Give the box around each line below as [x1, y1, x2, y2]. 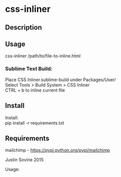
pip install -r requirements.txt [5, 120, 64, 126]
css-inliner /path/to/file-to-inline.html [5, 53, 81, 59]
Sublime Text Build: [5, 65, 53, 72]
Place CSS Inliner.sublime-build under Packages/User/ [5, 77, 116, 83]
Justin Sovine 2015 [5, 157, 43, 163]
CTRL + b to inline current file [5, 87, 65, 93]
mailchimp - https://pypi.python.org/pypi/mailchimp [5, 147, 110, 153]
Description [5, 23, 42, 32]
